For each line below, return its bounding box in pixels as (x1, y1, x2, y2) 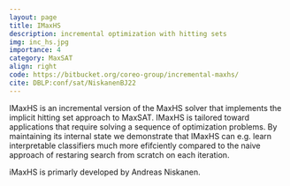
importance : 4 (9, 46, 62, 55)
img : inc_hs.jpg (9, 37, 69, 47)
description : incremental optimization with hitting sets (9, 29, 227, 38)
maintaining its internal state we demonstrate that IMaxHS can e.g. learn (9, 130, 272, 141)
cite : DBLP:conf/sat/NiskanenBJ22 (9, 78, 137, 87)
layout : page (9, 12, 57, 22)
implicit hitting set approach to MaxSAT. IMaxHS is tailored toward (9, 112, 250, 123)
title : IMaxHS (9, 21, 62, 30)
